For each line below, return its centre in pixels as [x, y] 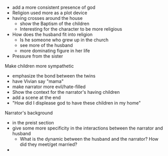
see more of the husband [46, 45]
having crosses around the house [47, 18]
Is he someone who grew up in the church [64, 40]
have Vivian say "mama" [38, 81]
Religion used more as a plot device [50, 13]
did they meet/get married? [49, 144]
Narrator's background [29, 113]
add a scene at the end [36, 97]
